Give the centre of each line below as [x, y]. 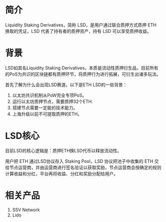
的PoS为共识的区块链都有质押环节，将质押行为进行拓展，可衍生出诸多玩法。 [83, 74]
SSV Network [26, 210]
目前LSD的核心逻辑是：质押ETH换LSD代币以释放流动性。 [63, 150]
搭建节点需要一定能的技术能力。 [45, 108]
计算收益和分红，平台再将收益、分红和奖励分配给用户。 [61, 173]
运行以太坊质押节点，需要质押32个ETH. [53, 101]
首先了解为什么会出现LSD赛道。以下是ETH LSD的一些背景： [66, 85]
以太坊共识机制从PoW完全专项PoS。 [49, 95]
